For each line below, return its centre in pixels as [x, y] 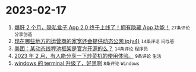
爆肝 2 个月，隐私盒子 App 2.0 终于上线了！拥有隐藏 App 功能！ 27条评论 [102, 27]
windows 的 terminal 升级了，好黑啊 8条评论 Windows [77, 63]
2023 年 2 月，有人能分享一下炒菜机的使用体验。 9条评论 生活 [88, 55]
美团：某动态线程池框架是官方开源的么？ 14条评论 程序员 [81, 48]
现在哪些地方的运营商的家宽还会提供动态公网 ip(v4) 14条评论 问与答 [94, 41]
